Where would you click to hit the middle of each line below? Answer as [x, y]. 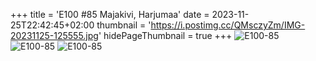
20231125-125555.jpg [54, 35]
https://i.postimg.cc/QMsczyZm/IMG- [228, 25]
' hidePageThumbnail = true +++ [165, 35]
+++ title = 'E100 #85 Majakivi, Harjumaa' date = [110, 14]
